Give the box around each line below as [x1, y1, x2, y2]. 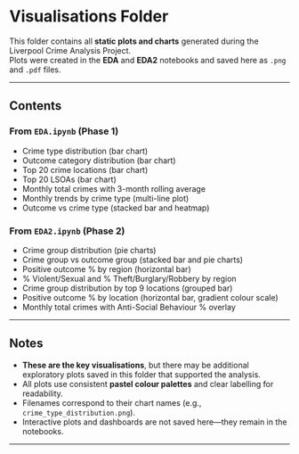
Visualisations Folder [9, 6, 169, 27]
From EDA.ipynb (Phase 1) [9, 125, 119, 137]
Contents [9, 98, 62, 113]
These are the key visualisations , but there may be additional [21, 359, 249, 370]
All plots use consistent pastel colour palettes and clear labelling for [21, 378, 274, 389]
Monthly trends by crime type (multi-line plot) [21, 193, 190, 203]
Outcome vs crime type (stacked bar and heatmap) [21, 202, 210, 213]
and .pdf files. [9, 64, 61, 75]
